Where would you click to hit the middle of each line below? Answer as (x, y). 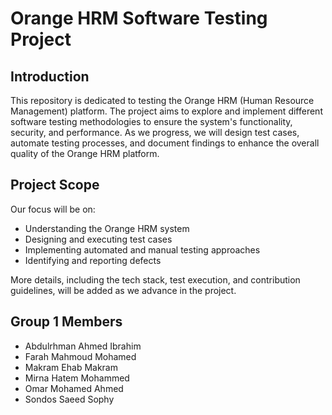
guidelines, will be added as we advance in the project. (123, 290)
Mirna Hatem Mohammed (77, 378)
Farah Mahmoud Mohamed (80, 356)
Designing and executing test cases (98, 239)
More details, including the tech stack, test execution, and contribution (155, 279)
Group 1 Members (66, 322)
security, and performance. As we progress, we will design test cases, (155, 132)
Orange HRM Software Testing (139, 18)
